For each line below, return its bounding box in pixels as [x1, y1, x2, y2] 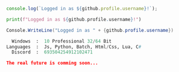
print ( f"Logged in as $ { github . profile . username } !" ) [6, 16, 142, 22]
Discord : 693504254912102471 [11, 49, 93, 55]
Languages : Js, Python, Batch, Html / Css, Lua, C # [6, 44, 142, 50]
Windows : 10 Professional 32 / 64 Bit [11, 38, 112, 44]
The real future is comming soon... [6, 60, 98, 66]
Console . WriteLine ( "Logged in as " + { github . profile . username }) [6, 27, 174, 33]
